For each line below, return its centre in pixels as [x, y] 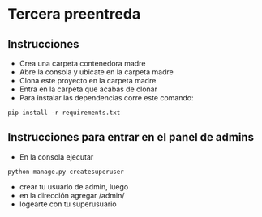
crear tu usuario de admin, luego [74, 186]
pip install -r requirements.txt [64, 113]
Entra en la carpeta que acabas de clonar [88, 89]
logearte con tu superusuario [68, 204]
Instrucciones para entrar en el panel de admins [131, 137]
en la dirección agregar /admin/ [72, 195]
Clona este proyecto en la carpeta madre [88, 81]
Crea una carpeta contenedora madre [82, 63]
